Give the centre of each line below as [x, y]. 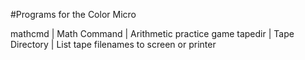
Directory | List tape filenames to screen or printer [113, 44]
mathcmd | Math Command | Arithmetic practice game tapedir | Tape [152, 33]
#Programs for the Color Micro [73, 14]
